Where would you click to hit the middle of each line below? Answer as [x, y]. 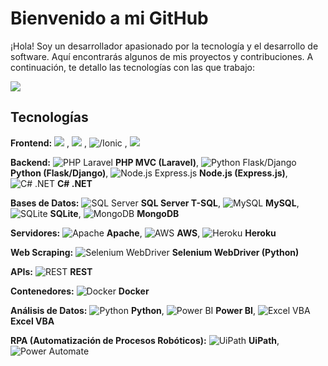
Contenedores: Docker [80, 291]
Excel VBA [32, 321]
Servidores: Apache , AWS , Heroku [143, 233]
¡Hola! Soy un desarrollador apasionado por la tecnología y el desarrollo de [164, 46]
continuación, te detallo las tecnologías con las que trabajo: [133, 67]
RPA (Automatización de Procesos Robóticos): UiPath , [145, 340]
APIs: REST [51, 271]
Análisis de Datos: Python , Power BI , [133, 310]
